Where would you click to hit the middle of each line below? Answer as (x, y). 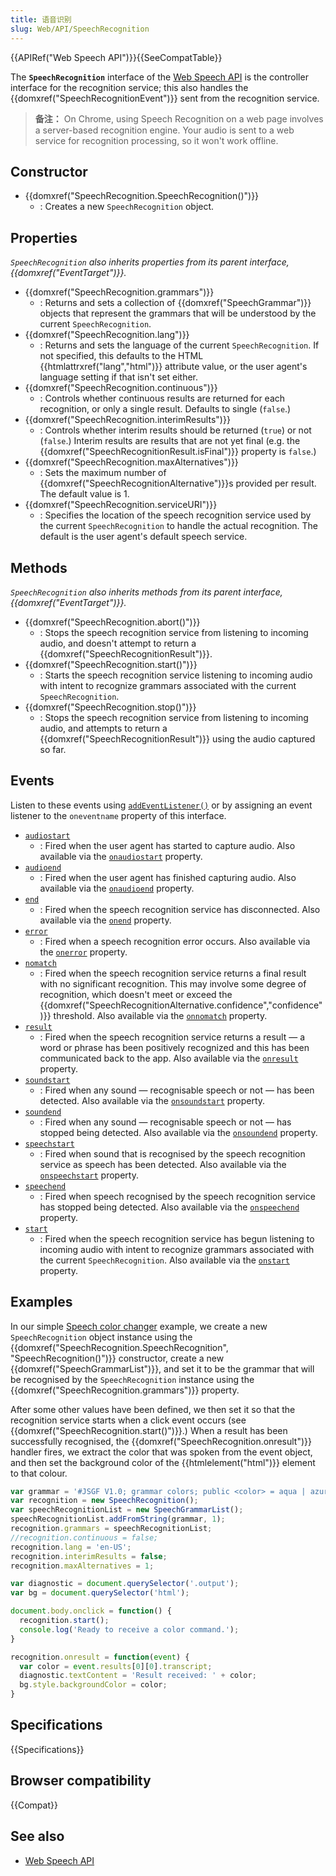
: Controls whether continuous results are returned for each (162, 398)
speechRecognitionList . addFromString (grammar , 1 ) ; (118, 1519)
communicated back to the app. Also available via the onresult (169, 1058)
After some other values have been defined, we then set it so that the (153, 1409)
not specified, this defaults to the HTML (121, 356)
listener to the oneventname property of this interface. (118, 815)
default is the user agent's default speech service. (143, 537)
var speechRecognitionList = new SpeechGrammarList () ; (127, 1510)
